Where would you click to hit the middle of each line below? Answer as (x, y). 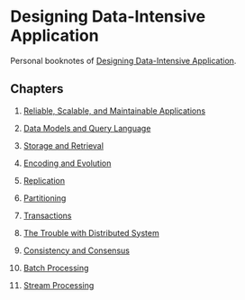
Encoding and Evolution (67, 163)
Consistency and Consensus (76, 250)
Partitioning (45, 198)
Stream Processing (59, 285)
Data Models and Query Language (87, 128)
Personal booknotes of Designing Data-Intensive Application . (123, 60)
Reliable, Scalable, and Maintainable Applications (114, 111)
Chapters (37, 89)
